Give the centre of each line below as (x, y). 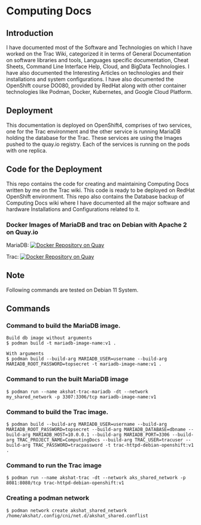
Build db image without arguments (49, 338)
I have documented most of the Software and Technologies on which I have (99, 47)
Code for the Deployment (54, 170)
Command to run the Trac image (54, 465)
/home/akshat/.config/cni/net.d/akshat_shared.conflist (77, 515)
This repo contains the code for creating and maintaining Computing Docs (98, 184)
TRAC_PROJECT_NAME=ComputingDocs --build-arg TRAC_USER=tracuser (100, 440)
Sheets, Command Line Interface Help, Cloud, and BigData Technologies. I (98, 66)
